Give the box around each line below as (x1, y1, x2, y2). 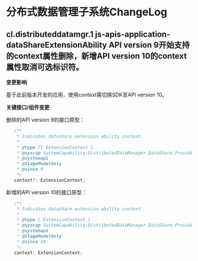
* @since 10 (16, 239, 46, 245)
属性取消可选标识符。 (6, 62, 84, 72)
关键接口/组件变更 (6, 104, 50, 111)
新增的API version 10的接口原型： (6, 189, 87, 196)
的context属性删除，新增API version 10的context (6, 51, 187, 61)
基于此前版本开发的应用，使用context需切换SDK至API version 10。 (6, 91, 168, 98)
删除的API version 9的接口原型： (6, 116, 85, 123)
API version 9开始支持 (108, 39, 190, 50)
